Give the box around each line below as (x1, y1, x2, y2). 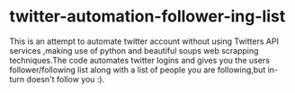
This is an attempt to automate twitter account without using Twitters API (9, 36, 279, 46)
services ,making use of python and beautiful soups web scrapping (9, 45, 259, 55)
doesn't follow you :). (26, 73, 105, 84)
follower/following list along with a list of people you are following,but (9, 64, 266, 75)
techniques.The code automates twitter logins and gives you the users (9, 55, 270, 65)
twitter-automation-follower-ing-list (9, 6, 286, 27)
